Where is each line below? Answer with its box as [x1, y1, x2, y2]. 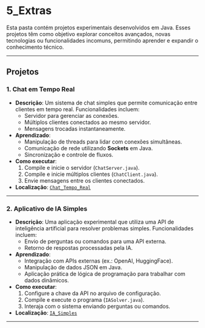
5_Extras [6, 4, 52, 18]
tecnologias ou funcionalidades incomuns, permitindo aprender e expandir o [6, 37, 198, 44]
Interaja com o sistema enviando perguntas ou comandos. [24, 302, 171, 310]
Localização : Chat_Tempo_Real [15, 183, 91, 191]
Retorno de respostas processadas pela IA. [24, 244, 133, 251]
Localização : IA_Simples [15, 309, 77, 316]
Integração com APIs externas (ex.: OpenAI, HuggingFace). [24, 257, 173, 264]
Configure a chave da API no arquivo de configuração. [24, 290, 162, 297]
